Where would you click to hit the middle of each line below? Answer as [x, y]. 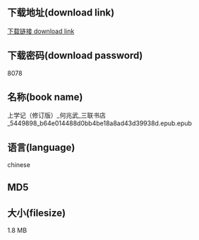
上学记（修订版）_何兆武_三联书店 [56, 115]
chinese [19, 165]
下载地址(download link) [61, 13]
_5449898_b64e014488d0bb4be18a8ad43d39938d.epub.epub [100, 123]
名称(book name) [45, 97]
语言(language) [41, 147]
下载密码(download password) [75, 56]
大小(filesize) [36, 213]
